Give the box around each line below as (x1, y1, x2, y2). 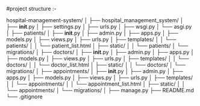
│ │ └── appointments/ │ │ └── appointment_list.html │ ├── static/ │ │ (6, 80, 186, 87)
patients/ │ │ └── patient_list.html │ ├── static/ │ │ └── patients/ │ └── (6, 42, 189, 49)
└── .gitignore (6, 93, 43, 100)
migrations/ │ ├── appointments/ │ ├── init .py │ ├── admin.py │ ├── (6, 68, 184, 74)
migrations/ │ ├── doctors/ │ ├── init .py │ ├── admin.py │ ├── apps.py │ (6, 49, 195, 56)
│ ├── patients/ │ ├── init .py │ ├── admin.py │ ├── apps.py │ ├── (6, 29, 179, 37)
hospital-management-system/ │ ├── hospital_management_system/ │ (6, 17, 184, 23)
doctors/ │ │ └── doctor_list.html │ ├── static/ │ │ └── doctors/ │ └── (6, 61, 186, 68)
